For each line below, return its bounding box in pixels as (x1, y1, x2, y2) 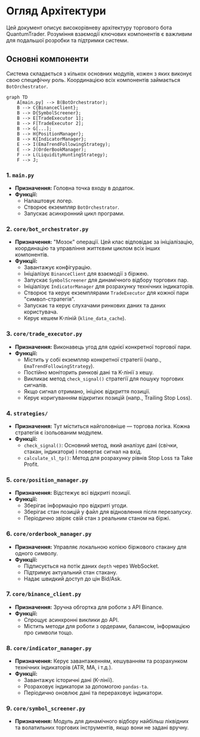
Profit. (23, 461, 39, 468)
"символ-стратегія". (23, 296, 76, 303)
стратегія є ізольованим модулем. (14, 429, 103, 436)
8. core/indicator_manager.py (6, 644, 92, 652)
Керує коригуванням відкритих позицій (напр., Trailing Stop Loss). (23, 394, 192, 401)
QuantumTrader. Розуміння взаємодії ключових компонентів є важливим (6, 30, 192, 37)
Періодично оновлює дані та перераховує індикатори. (23, 689, 163, 696)
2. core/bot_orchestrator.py (6, 224, 89, 233)
